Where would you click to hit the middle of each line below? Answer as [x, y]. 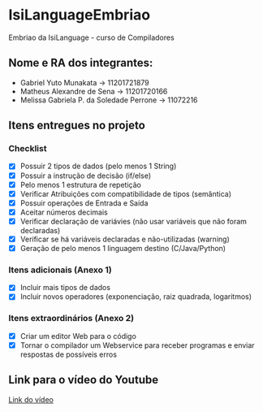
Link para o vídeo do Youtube [84, 380]
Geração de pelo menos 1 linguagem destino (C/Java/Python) [123, 248]
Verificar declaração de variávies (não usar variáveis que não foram [134, 221]
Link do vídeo [31, 399]
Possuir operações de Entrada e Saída [84, 203]
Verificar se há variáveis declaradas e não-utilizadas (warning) [125, 239]
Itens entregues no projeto [77, 126]
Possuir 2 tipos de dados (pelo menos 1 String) [98, 166]
